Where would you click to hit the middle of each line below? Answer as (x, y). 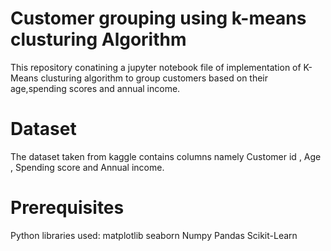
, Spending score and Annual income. (87, 167)
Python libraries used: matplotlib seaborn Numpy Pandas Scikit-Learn (154, 235)
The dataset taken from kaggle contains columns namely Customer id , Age (166, 156)
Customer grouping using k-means (158, 18)
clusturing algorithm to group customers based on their (154, 78)
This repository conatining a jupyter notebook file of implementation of (156, 67)
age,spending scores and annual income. (95, 88)
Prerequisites (67, 208)
